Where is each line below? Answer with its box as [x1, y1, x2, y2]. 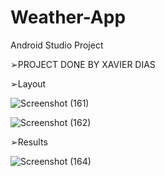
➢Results [10, 136, 48, 148]
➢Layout [10, 77, 47, 90]
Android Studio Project [10, 39, 104, 51]
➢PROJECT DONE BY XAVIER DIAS [10, 58, 156, 70]
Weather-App [10, 6, 127, 29]
